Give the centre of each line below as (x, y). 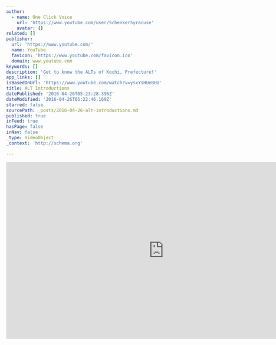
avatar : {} (30, 28)
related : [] (21, 34)
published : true (26, 116)
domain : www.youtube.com (42, 61)
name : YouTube (29, 50)
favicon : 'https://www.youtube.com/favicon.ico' (72, 55)
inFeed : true (22, 121)
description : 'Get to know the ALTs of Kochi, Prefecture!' (82, 72)
